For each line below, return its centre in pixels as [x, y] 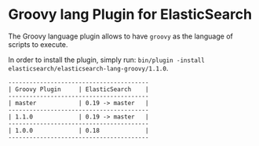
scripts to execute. [38, 44]
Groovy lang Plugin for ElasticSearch [130, 15]
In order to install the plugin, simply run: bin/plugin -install [107, 60]
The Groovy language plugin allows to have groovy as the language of [120, 36]
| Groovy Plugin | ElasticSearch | [78, 89]
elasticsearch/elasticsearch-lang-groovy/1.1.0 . [88, 68]
